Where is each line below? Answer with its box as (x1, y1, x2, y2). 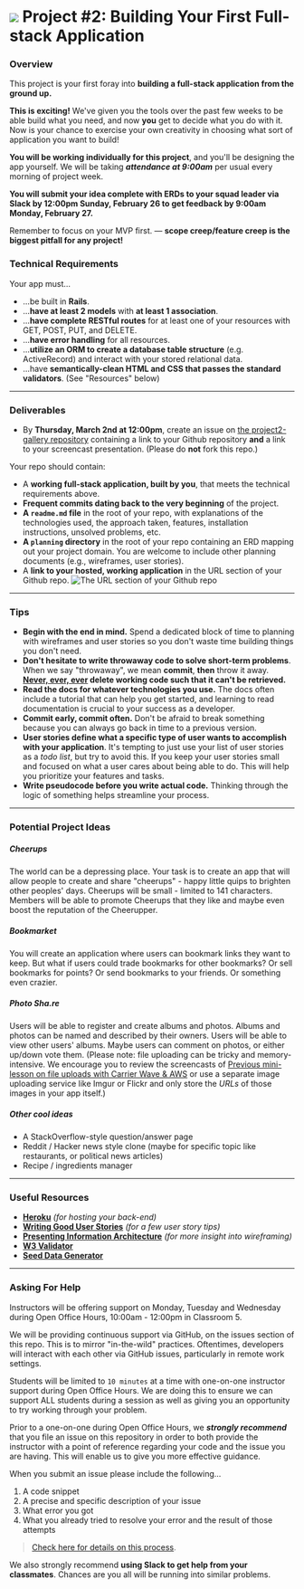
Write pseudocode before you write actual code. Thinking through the (22, 780, 289, 791)
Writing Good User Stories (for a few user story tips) (22, 1222, 221, 1232)
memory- (257, 1050, 292, 1061)
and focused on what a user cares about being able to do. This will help (22, 761, 290, 772)
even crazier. (9, 977, 58, 988)
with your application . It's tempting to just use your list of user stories (22, 742, 284, 753)
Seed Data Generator (22, 1251, 104, 1261)
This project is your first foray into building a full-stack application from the (9, 79, 294, 90)
